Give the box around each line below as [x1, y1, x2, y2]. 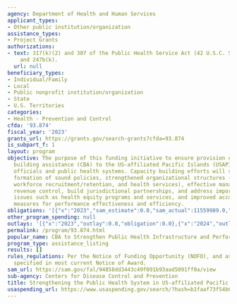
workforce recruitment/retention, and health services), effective [13, 181, 217, 188]
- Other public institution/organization [7, 23, 131, 30]
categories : [7, 109, 42, 116]
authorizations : [7, 43, 55, 50]
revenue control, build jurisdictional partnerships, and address [13, 188, 213, 195]
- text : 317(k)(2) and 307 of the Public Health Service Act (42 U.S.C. [7, 50, 226, 57]
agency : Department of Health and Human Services [7, 10, 157, 18]
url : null [13, 63, 42, 70]
